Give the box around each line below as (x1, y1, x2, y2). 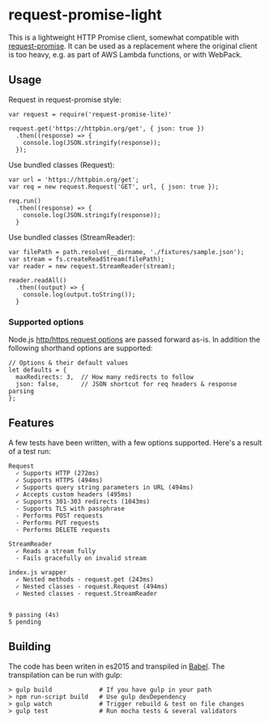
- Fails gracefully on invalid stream (15, 554, 147, 562)
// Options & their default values (8, 359, 129, 368)
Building (8, 640, 51, 653)
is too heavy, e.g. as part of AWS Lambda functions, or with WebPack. (8, 49, 243, 59)
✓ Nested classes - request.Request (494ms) (15, 582, 169, 590)
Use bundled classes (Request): (8, 159, 115, 169)
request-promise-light (8, 6, 162, 24)
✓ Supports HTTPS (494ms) (15, 476, 104, 484)
